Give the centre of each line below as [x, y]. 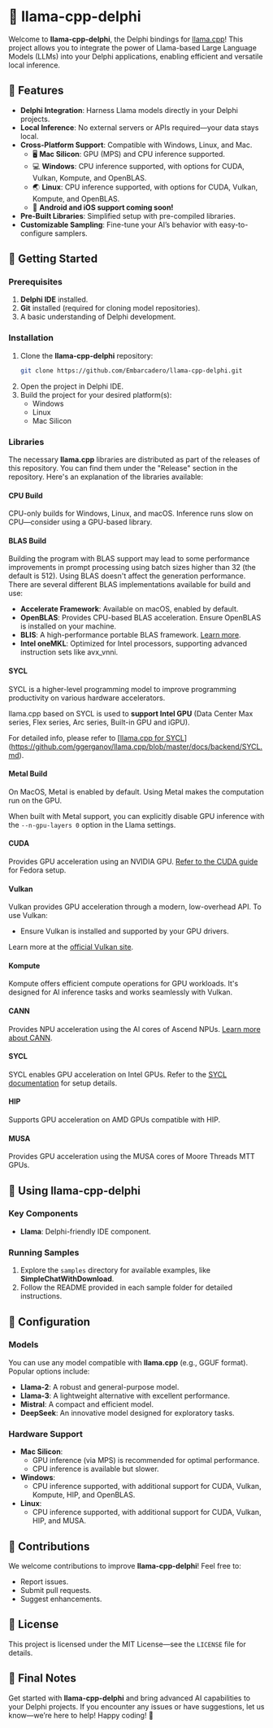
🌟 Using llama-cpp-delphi [74, 1190]
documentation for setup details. [63, 1083]
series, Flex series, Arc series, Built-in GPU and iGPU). [99, 722]
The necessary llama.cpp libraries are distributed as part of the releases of [134, 459]
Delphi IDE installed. [54, 299]
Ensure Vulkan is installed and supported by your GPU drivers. [124, 931]
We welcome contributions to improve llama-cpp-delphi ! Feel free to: [125, 1565]
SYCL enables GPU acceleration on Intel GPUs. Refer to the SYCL [118, 1074]
